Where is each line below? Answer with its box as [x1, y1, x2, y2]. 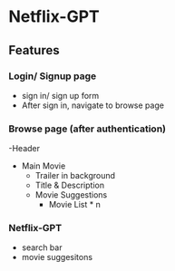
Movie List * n [48, 199, 101, 210]
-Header [8, 143, 41, 154]
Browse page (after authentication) [8, 122, 167, 135]
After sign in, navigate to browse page [21, 100, 165, 111]
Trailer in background [34, 170, 115, 181]
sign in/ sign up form [21, 90, 100, 101]
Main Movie [21, 160, 66, 171]
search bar [21, 242, 63, 253]
